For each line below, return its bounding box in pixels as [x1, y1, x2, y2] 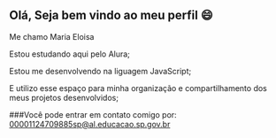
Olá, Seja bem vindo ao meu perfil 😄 [9, 8, 214, 23]
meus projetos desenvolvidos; [9, 92, 119, 103]
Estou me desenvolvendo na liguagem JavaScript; [9, 65, 192, 76]
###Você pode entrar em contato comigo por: [9, 109, 177, 119]
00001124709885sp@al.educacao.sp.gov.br [9, 119, 171, 129]
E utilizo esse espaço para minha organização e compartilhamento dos [9, 82, 267, 93]
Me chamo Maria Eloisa [9, 31, 95, 42]
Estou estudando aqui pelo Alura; [9, 49, 131, 59]
